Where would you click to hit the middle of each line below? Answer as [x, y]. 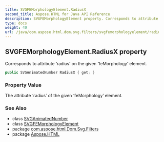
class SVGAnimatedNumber [40, 119]
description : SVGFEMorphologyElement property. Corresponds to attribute [82, 18]
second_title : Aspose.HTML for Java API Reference [58, 14]
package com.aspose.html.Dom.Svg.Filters [55, 129]
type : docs [16, 23]
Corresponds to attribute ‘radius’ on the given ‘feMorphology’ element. [76, 63]
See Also [16, 108]
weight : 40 [16, 28]
